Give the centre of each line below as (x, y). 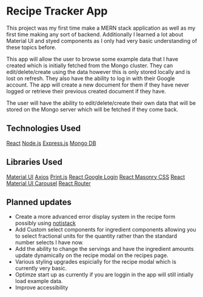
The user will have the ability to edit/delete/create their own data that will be (101, 103)
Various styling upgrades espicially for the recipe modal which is (96, 262)
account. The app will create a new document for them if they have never (98, 85)
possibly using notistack (45, 223)
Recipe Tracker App (57, 11)
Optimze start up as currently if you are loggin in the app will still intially (104, 275)
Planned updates (39, 202)
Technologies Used (43, 128)
